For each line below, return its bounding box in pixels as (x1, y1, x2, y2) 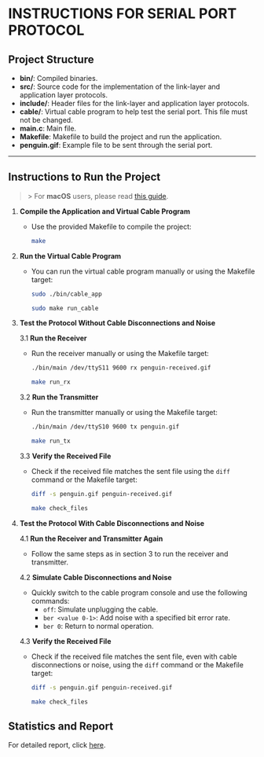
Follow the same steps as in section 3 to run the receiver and (31, 549, 229, 558)
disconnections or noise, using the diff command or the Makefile (31, 660, 244, 669)
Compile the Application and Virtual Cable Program (19, 206, 191, 216)
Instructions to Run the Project (8, 171, 161, 184)
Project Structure (8, 53, 94, 66)
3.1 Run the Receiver (19, 333, 87, 343)
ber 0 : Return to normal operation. (42, 621, 154, 630)
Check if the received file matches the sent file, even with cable (31, 652, 237, 661)
